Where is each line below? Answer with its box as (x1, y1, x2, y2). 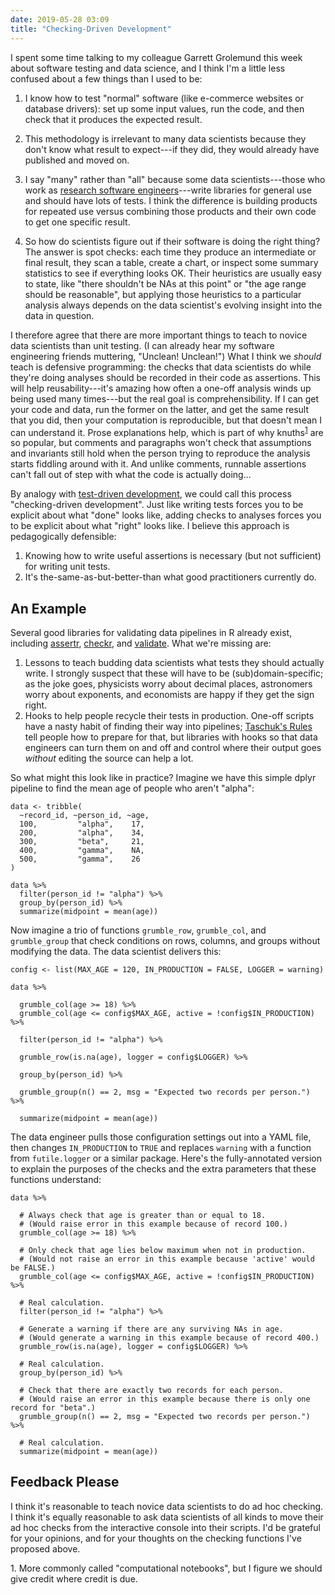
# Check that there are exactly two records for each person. (19, 1385, 284, 1395)
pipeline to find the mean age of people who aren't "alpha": (10, 782, 255, 794)
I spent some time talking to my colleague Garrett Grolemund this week (10, 51, 303, 63)
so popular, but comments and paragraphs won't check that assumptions (10, 437, 312, 449)
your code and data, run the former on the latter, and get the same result (10, 403, 309, 415)
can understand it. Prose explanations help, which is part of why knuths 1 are (10, 424, 324, 438)
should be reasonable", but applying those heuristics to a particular (24, 288, 302, 300)
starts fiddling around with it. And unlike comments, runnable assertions (10, 458, 307, 470)
